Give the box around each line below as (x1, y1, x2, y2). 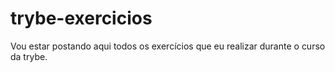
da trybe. (10, 50, 48, 62)
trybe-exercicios (10, 7, 153, 30)
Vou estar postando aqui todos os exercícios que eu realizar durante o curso (10, 40, 326, 52)
